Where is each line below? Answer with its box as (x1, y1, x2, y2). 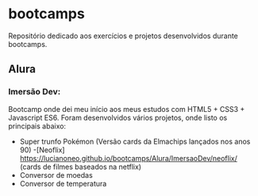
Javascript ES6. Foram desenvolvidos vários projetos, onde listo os (8, 113, 228, 122)
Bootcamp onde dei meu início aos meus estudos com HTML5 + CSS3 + (8, 104, 245, 113)
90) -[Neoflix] (19, 144, 65, 155)
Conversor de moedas (19, 170, 93, 179)
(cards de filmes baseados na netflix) (19, 162, 141, 171)
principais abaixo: (8, 121, 66, 131)
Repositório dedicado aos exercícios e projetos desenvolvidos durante (8, 31, 238, 40)
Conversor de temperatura (19, 179, 107, 188)
